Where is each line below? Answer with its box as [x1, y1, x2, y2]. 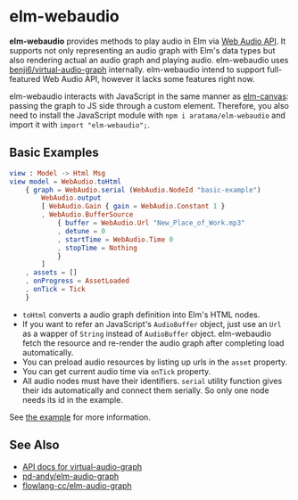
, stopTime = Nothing [56, 243, 138, 252]
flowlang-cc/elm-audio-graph [21, 480, 132, 491]
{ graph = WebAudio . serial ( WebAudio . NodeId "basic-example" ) [25, 185, 261, 194]
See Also [9, 438, 60, 453]
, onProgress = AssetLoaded [25, 276, 129, 286]
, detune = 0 [56, 226, 105, 235]
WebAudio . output [41, 193, 102, 202]
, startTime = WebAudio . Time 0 [56, 234, 174, 244]
